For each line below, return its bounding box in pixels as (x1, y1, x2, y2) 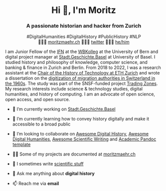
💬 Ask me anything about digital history (12, 170, 95, 176)
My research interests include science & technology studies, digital (5, 86, 143, 92)
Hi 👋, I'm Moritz (51, 4, 116, 16)
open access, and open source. (5, 96, 70, 102)
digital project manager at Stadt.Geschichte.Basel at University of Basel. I (5, 54, 156, 60)
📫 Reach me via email (12, 180, 59, 186)
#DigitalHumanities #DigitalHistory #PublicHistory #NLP (26, 33, 141, 39)
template (12, 141, 31, 147)
